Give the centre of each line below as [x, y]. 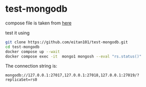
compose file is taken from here [39, 23]
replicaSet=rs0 [21, 80]
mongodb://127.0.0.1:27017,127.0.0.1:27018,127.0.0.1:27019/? [72, 75]
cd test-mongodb [22, 47]
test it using [17, 33]
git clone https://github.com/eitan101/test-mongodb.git [67, 42]
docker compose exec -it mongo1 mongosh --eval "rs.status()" [74, 56]
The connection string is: [31, 66]
